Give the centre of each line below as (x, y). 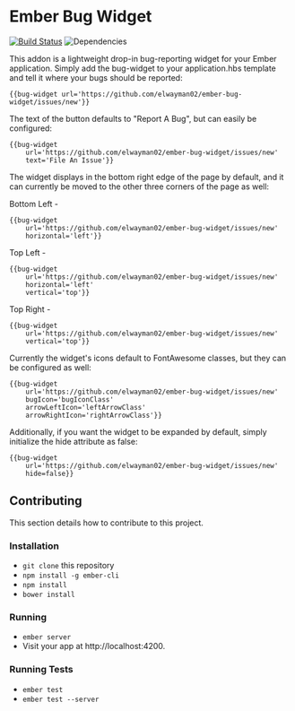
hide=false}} (50, 473)
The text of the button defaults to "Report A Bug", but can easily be (133, 118)
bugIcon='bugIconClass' (70, 399)
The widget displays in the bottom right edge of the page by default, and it (147, 177)
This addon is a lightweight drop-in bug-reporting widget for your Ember (143, 58)
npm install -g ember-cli (70, 576)
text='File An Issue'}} (70, 160)
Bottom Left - (34, 204)
